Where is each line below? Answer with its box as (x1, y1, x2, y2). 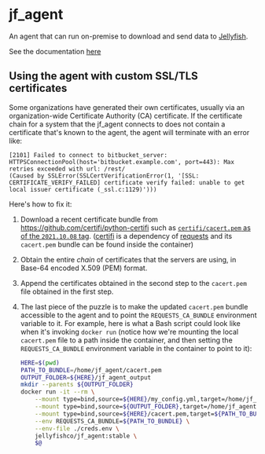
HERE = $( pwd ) (20, 359, 60, 367)
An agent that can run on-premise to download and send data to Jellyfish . (9, 31, 248, 41)
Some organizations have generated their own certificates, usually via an (9, 102, 245, 112)
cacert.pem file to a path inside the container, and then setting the (20, 335, 233, 345)
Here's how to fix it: (9, 199, 72, 209)
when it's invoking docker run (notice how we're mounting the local (20, 327, 239, 336)
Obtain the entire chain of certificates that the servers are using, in (20, 254, 237, 264)
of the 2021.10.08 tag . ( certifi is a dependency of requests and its (20, 231, 233, 240)
